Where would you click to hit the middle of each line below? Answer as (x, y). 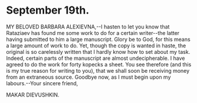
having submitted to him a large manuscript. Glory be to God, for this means (98, 39)
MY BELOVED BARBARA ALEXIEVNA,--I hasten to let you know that (88, 27)
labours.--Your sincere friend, (42, 83)
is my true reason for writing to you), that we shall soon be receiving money (98, 70)
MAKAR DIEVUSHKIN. (33, 95)
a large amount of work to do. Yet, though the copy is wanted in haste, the (96, 46)
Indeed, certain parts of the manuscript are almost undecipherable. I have (96, 58)
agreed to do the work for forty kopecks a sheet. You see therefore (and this (99, 64)
